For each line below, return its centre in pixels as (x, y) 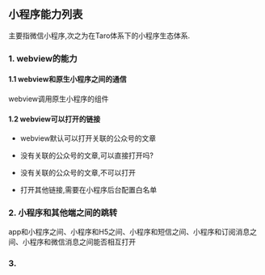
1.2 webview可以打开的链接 (55, 119)
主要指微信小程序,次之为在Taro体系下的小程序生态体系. (99, 36)
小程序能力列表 (46, 15)
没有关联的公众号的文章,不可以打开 (78, 173)
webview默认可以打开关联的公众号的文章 (88, 138)
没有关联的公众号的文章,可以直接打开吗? (86, 155)
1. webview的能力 (43, 58)
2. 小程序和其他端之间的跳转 (63, 213)
